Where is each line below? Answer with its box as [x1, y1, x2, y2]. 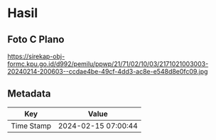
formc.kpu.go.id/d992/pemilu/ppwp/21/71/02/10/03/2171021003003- [7, 60, 209, 68]
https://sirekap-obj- [7, 52, 65, 60]
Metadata [7, 87, 51, 100]
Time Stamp [11, 121, 52, 131]
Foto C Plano [7, 33, 65, 45]
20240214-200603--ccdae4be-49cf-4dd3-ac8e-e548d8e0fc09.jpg [7, 68, 208, 75]
